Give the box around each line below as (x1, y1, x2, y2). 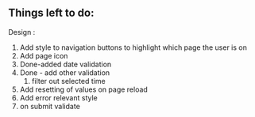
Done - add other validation (19, 67, 110, 77)
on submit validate (19, 101, 81, 111)
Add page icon (19, 51, 68, 60)
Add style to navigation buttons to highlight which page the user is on (19, 43, 248, 52)
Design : (8, 27, 36, 36)
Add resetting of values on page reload (19, 85, 149, 94)
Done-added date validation (19, 59, 112, 69)
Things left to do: (8, 6, 95, 20)
